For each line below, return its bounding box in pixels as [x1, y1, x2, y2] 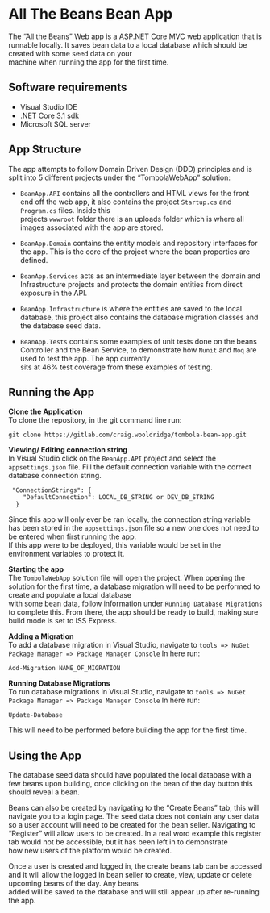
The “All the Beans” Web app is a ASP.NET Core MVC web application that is [8, 31, 262, 41]
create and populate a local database [8, 590, 131, 600]
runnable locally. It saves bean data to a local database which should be [8, 40, 247, 49]
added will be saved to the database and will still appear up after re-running [8, 887, 260, 897]
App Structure [8, 143, 81, 156]
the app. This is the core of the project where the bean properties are [19, 247, 251, 256]
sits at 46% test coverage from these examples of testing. [19, 362, 214, 372]
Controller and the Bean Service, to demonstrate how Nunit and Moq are [19, 344, 257, 355]
